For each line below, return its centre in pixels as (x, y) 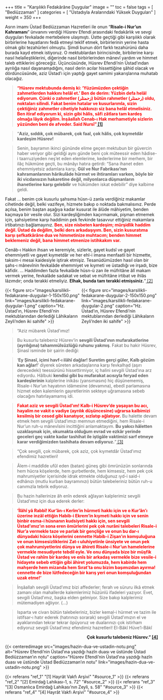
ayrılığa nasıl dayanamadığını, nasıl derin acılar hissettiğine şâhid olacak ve (80, 68)
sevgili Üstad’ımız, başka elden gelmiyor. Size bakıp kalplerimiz (80, 598)
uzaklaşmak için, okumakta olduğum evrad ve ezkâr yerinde (79, 431)
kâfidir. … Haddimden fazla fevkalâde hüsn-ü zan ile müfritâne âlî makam (78, 270)
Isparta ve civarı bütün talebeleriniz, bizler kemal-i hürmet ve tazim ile (87, 612)
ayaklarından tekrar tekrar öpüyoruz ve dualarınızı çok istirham (79, 622)
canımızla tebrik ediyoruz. (43, 487)
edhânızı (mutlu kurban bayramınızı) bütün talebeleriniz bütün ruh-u (85, 481)
